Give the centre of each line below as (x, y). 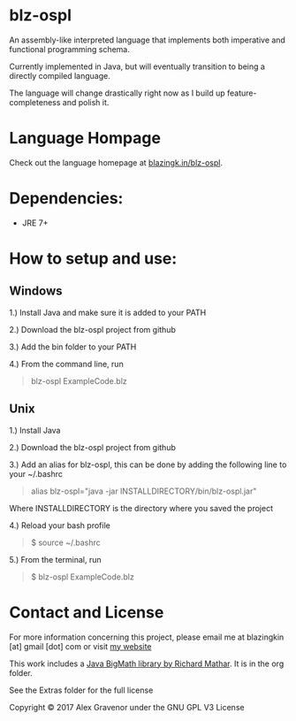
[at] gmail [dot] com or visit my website (80, 646)
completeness (35, 102)
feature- (242, 93)
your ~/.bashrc (36, 473)
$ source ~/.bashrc (65, 542)
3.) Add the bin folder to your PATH (73, 347)
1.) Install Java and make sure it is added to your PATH (108, 312)
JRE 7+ (35, 223)
